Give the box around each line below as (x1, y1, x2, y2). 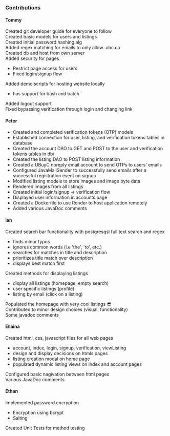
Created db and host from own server (5, 50, 85, 56)
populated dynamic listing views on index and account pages (12, 361, 142, 367)
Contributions (5, 4, 41, 11)
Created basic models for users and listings (5, 34, 97, 40)
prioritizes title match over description (12, 255, 93, 261)
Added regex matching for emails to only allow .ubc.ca (5, 45, 120, 51)
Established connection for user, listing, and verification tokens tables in (12, 135, 165, 141)
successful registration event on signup (12, 173, 96, 179)
